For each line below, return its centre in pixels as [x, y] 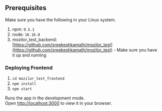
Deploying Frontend [29, 68]
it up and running [29, 55]
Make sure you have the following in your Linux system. [61, 19]
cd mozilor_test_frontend [38, 79]
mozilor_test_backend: [34, 39]
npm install [24, 84]
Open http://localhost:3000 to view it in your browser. [59, 103]
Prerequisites [26, 8]
